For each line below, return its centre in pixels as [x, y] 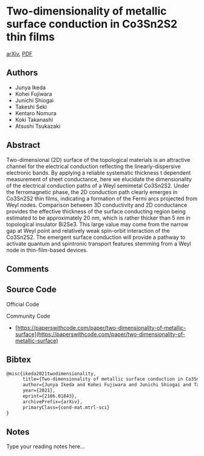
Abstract [23, 145]
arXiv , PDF [19, 53]
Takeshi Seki [31, 107]
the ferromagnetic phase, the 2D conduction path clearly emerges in [92, 192]
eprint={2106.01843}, [50, 396]
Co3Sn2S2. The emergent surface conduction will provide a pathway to [96, 237]
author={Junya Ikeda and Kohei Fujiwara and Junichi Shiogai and [107, 385]
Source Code [31, 290]
